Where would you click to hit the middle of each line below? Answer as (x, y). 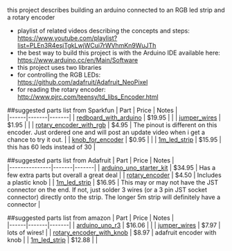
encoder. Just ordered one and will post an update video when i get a (106, 132)
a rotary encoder (31, 17)
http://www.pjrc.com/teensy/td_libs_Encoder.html (88, 97)
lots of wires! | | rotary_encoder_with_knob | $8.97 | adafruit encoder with (112, 232)
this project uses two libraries (59, 67)
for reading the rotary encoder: (61, 90)
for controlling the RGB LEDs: (59, 75)
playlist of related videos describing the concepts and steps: (104, 31)
